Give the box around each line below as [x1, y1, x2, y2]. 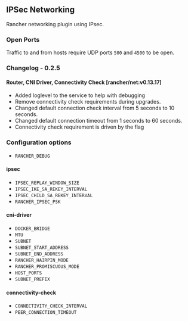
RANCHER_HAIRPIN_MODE [14, 257, 69, 263]
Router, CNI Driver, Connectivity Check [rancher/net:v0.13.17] [6, 79, 162, 86]
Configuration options [6, 138, 72, 147]
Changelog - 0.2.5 [6, 64, 61, 72]
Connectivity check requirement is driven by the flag [14, 123, 144, 130]
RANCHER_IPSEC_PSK [14, 199, 61, 205]
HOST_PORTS [14, 270, 42, 276]
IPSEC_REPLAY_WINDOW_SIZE [14, 180, 79, 186]
